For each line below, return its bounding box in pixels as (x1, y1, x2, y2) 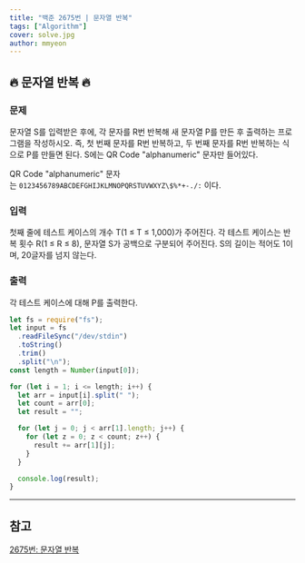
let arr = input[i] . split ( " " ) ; (17, 390, 141, 400)
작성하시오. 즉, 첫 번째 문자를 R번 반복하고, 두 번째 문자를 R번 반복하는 (33, 137, 280, 148)
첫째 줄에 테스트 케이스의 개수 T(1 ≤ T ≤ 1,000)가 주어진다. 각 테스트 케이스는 (9, 227, 281, 238)
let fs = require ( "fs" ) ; (9, 315, 103, 324)
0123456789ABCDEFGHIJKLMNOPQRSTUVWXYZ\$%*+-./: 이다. (18, 179, 221, 191)
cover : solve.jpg (9, 30, 75, 39)
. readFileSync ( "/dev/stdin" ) (17, 332, 128, 341)
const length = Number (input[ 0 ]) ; (9, 365, 141, 375)
